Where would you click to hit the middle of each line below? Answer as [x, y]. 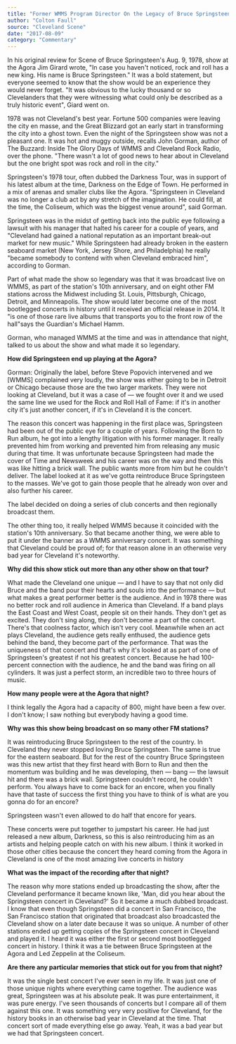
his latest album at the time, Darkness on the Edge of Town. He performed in [118, 184]
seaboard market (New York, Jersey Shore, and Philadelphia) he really [109, 251]
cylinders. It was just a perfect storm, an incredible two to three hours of [112, 672]
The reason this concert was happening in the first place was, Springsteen [115, 424]
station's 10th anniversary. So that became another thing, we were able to [114, 533]
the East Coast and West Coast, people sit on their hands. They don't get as [117, 612]
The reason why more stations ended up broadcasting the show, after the [113, 886]
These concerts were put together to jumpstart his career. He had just [108, 829]
